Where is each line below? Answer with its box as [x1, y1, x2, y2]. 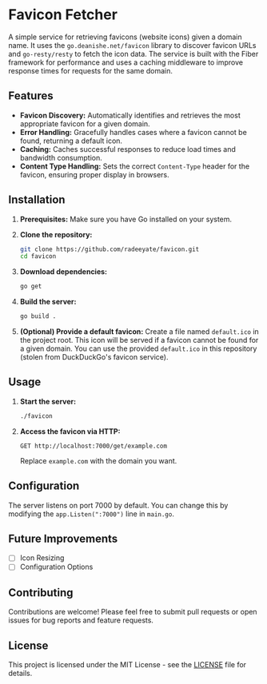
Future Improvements [8, 531, 118, 545]
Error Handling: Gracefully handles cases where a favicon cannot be [19, 127, 248, 137]
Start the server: [19, 396, 77, 406]
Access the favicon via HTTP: [19, 426, 122, 436]
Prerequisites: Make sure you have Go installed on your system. [19, 214, 233, 224]
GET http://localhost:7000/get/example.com [19, 442, 168, 450]
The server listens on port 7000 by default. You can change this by [8, 500, 229, 510]
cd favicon [19, 253, 57, 260]
